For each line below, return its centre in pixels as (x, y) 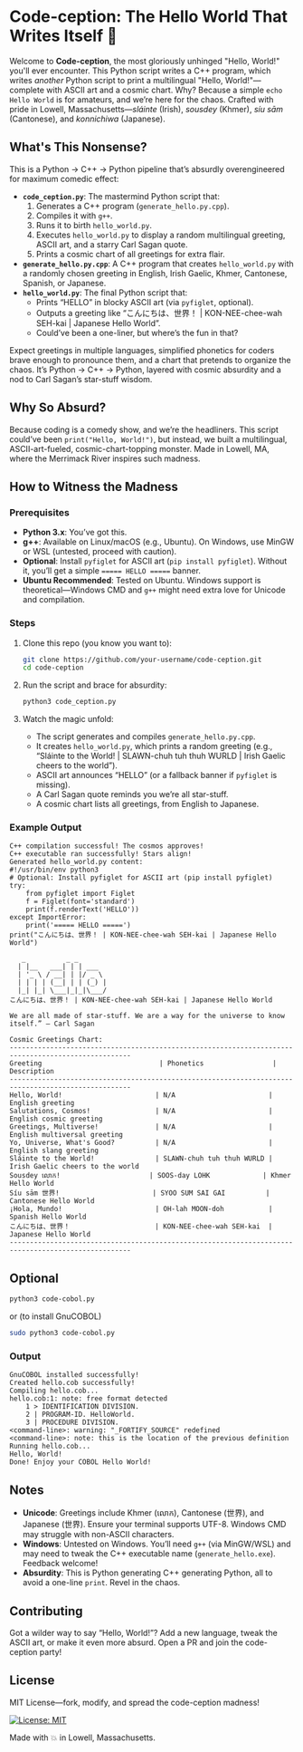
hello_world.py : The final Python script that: (105, 293)
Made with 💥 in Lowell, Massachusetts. (82, 1738)
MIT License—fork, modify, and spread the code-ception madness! (135, 1702)
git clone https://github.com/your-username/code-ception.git (142, 659)
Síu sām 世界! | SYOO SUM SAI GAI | (140, 1193)
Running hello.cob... (50, 1447)
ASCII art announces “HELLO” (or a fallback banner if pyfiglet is (156, 775)
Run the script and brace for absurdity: (95, 685)
